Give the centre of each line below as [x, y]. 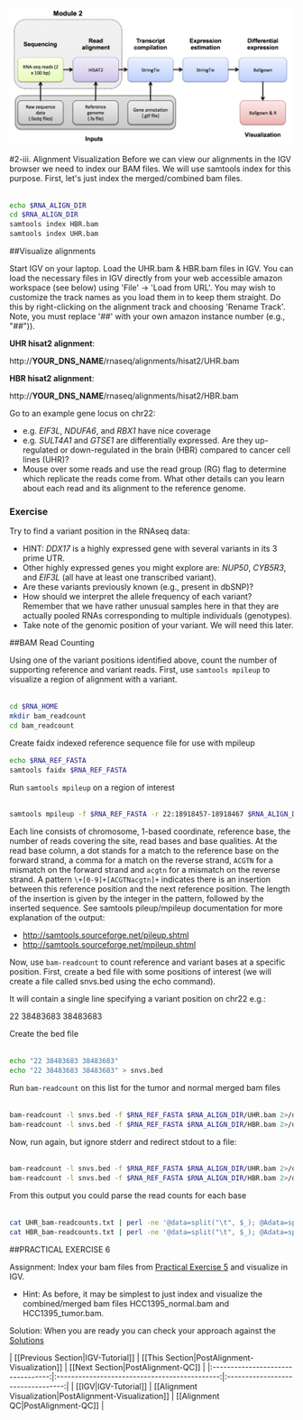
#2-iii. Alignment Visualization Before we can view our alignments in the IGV [150, 159]
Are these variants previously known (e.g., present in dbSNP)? [138, 587]
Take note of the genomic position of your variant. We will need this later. [158, 626]
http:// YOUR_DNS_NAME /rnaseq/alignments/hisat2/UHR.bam [124, 361]
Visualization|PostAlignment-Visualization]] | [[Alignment [115, 1396]
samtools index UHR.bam [54, 234]
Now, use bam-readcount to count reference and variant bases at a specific [147, 962]
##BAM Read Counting [52, 643]
